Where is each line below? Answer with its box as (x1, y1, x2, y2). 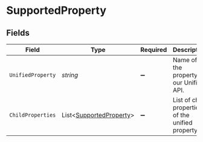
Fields (6, 28, 30, 38)
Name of (173, 56, 198, 64)
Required (140, 46, 167, 54)
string (61, 71, 79, 79)
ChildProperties (9, 112, 56, 118)
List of (173, 96, 191, 104)
